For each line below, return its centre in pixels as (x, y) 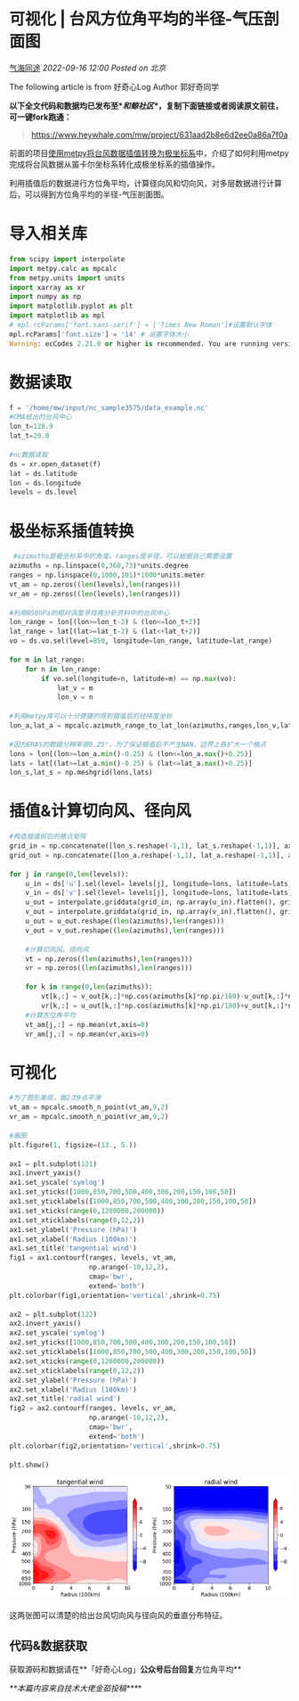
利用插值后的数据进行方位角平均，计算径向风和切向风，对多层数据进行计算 (145, 183)
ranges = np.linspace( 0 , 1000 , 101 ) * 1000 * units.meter (107, 575)
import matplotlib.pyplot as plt (71, 306)
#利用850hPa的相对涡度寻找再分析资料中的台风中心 (89, 612)
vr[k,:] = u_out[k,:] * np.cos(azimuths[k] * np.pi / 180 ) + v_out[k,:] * (165, 1006)
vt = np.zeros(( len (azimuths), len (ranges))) (109, 959)
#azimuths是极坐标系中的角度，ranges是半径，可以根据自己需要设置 (122, 556)
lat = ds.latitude (43, 473)
